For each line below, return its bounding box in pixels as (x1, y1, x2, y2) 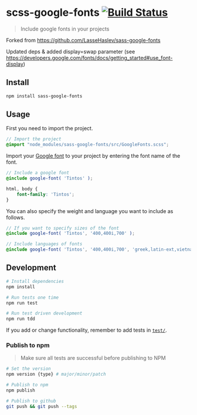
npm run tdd (6, 316, 35, 322)
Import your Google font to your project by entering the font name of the (6, 153, 181, 160)
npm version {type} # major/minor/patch (6, 372, 107, 377)
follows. (6, 214, 25, 221)
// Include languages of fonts (6, 241, 83, 247)
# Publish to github (6, 398, 57, 404)
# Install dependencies (6, 278, 64, 284)
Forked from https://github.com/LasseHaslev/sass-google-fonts (6, 36, 161, 43)
